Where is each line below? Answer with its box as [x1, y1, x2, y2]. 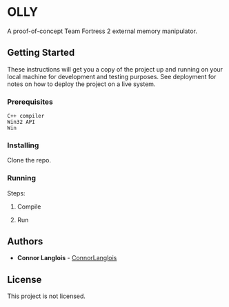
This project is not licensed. [7, 292, 86, 300]
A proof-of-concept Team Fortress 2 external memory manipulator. [7, 27, 198, 35]
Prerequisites [7, 97, 53, 107]
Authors [7, 235, 43, 248]
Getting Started [7, 47, 75, 59]
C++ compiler [7, 113, 45, 120]
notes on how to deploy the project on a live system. [7, 80, 156, 88]
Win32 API [7, 118, 36, 126]
